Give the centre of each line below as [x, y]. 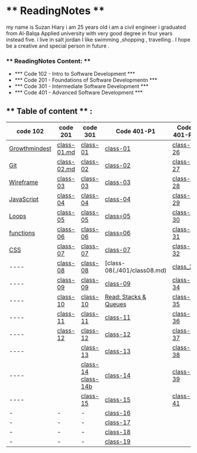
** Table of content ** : [49, 111]
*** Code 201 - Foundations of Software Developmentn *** [86, 80]
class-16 [118, 413]
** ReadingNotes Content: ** [48, 61]
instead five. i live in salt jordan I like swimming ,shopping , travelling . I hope [98, 39]
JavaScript [24, 199]
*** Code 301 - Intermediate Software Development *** [81, 86]
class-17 [118, 422]
